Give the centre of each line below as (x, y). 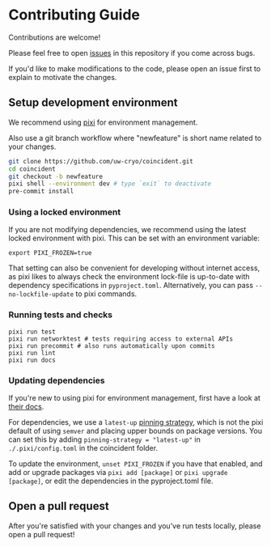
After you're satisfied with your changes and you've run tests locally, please (135, 526)
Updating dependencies (57, 380)
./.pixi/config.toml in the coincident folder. (83, 448)
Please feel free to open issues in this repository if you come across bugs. (132, 53)
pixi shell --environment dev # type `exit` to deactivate (110, 184)
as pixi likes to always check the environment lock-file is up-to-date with (129, 277)
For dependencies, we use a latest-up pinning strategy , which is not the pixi (136, 422)
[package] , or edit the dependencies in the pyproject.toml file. (111, 481)
